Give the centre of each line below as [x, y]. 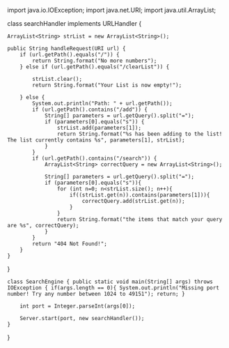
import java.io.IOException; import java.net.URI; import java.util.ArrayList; [112, 10]
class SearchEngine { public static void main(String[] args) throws [110, 282]
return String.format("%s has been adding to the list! [140, 134]
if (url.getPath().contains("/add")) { [90, 109]
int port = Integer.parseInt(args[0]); [78, 306]
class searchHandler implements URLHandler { [74, 23]
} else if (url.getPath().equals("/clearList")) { [95, 67]
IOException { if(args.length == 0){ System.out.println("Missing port [113, 288]
